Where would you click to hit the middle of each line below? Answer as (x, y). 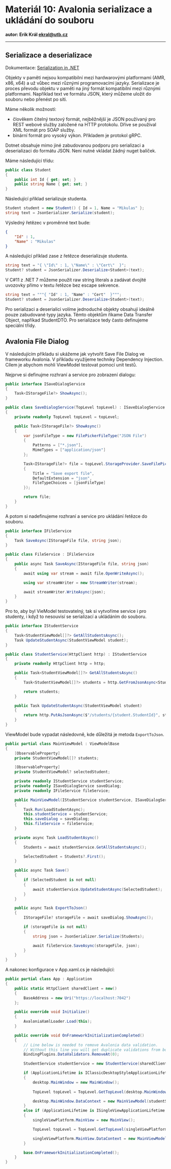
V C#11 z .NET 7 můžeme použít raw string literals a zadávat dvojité (76, 280)
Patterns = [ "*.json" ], (58, 445)
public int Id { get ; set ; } (45, 179)
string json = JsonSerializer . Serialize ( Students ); (88, 936)
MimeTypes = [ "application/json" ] (69, 450)
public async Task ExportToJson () (51, 908)
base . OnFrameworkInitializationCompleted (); (72, 1153)
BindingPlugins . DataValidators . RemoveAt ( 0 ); (72, 1055)
